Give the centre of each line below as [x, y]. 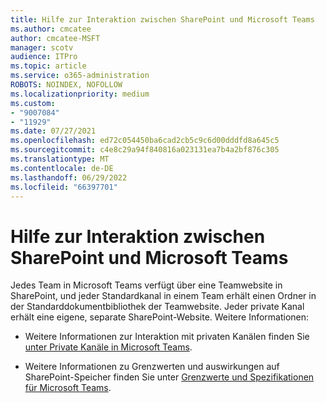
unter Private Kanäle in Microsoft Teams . [108, 347]
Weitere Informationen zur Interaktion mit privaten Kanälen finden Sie [167, 337]
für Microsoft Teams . [68, 388]
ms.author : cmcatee [51, 29]
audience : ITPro [44, 57]
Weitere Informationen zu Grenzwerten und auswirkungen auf [152, 367]
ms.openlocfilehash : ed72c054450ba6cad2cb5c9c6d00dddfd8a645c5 [145, 141]
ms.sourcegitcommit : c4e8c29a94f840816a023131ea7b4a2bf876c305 [145, 150]
